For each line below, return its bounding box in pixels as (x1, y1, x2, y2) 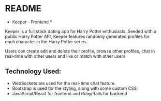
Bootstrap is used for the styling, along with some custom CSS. (12, 85, 138, 91)
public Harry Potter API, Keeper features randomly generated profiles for (5, 34, 150, 39)
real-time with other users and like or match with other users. (5, 53, 127, 59)
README (5, 3, 42, 14)
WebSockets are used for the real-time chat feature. (12, 80, 116, 86)
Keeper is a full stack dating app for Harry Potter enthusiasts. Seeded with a (5, 28, 157, 34)
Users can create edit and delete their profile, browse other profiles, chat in (5, 48, 155, 54)
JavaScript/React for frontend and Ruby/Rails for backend (12, 90, 127, 96)
